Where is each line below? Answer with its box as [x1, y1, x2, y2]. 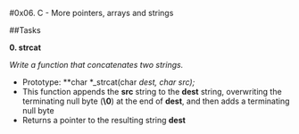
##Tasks [9, 25, 42, 35]
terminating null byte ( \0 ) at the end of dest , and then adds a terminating [21, 96, 290, 106]
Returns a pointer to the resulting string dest [21, 115, 186, 125]
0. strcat [9, 42, 42, 53]
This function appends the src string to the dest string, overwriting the [21, 87, 283, 96]
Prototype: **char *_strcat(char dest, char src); [21, 77, 195, 88]
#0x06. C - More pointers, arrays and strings [9, 8, 174, 18]
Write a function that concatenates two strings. [9, 60, 184, 70]
